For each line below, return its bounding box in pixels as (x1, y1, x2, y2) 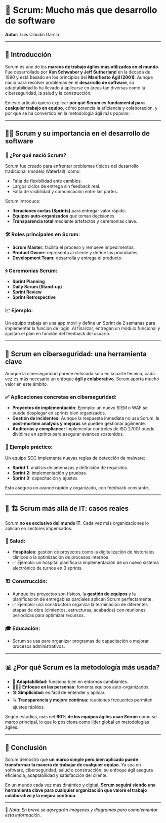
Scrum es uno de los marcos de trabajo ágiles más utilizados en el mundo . (5, 64, 160, 69)
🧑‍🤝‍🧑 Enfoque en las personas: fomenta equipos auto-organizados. (12, 684, 150, 690)
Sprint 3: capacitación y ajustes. (12, 475, 79, 481)
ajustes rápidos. (12, 704, 45, 710)
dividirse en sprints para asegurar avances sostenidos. (12, 431, 124, 437)
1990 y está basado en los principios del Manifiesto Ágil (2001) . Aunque (5, 74, 153, 80)
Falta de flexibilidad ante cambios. (12, 178, 83, 184)
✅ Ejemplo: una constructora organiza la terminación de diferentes (12, 602, 148, 608)
